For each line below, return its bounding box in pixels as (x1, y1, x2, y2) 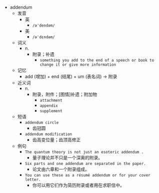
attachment (39, 98, 62, 103)
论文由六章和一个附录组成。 (32, 166, 90, 172)
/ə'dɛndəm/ (32, 35, 55, 40)
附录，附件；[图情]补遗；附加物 (32, 91, 97, 97)
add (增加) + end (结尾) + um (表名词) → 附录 (24, 74, 117, 79)
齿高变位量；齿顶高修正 (32, 137, 81, 142)
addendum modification (24, 132, 72, 137)
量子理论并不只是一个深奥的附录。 (32, 155, 103, 160)
